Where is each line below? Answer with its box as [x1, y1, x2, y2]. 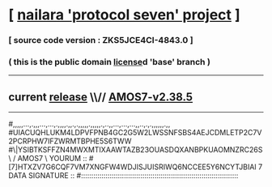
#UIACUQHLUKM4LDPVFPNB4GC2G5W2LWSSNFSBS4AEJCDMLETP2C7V [8, 128, 262, 138]
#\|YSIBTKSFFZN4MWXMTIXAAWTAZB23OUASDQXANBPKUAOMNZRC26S [8, 145, 263, 155]
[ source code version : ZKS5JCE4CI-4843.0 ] [8, 35, 193, 46]
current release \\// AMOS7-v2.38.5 [8, 90, 193, 104]
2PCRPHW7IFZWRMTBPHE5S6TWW [8, 136, 132, 147]
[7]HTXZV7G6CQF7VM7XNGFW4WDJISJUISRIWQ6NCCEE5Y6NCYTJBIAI [8, 162, 257, 172]
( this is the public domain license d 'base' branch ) [8, 57, 210, 68]
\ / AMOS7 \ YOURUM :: [8, 154, 87, 164]
